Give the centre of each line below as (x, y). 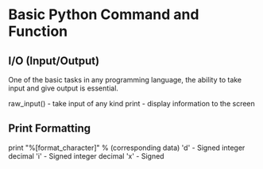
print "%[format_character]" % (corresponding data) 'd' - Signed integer (127, 148)
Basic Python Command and (104, 15)
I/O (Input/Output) (54, 61)
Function (38, 31)
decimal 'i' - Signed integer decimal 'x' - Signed (86, 156)
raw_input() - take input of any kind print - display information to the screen (132, 104)
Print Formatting (50, 129)
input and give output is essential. (64, 88)
